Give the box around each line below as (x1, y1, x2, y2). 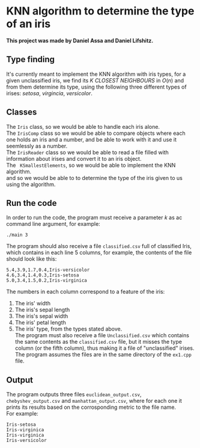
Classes (6, 107, 37, 117)
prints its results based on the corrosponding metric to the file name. (6, 403, 176, 411)
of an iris (6, 17, 51, 31)
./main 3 (6, 232, 28, 238)
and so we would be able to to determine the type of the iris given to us (6, 174, 183, 181)
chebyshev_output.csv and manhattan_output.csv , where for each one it (6, 397, 182, 405)
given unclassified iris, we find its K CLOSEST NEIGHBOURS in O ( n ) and (6, 76, 184, 84)
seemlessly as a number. (6, 142, 68, 149)
